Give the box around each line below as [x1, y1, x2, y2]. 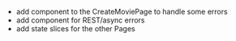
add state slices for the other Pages [15, 24, 135, 33]
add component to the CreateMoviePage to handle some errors [15, 7, 229, 16]
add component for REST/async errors [15, 15, 145, 25]
